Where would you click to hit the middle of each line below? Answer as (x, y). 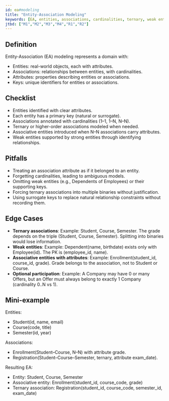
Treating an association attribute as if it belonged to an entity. (76, 170)
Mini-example (27, 300)
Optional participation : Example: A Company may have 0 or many (81, 273)
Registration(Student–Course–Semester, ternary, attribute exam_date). (85, 358)
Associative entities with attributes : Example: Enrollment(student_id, (84, 257)
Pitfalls (16, 159)
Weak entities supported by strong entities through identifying (77, 137)
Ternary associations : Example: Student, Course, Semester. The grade (86, 231)
